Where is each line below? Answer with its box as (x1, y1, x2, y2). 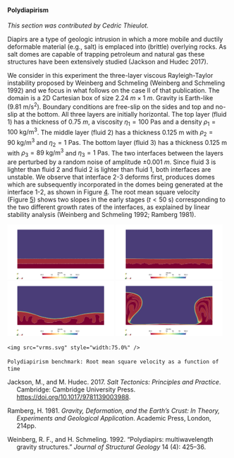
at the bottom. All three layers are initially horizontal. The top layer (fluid (18, 110, 227, 118)
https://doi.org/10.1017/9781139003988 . (16, 392, 131, 401)
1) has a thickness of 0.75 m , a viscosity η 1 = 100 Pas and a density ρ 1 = (7, 117, 216, 127)
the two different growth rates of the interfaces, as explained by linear (7, 203, 210, 211)
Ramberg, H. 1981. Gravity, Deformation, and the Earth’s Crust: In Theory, (7, 406, 221, 415)
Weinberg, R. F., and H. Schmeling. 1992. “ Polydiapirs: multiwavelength (7, 435, 214, 443)
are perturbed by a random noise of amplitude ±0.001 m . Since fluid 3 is (7, 158, 216, 166)
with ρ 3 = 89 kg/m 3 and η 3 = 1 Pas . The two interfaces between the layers (7, 147, 223, 159)
